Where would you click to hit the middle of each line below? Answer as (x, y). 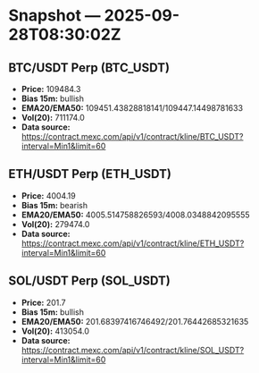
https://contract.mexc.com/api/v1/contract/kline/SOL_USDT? (133, 350)
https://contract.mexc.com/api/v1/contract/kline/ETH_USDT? (133, 243)
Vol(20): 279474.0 (55, 224)
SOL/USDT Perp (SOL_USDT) (89, 281)
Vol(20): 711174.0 (53, 118)
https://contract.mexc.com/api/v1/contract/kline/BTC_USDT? (132, 136)
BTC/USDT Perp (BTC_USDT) (89, 68)
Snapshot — (54, 16)
